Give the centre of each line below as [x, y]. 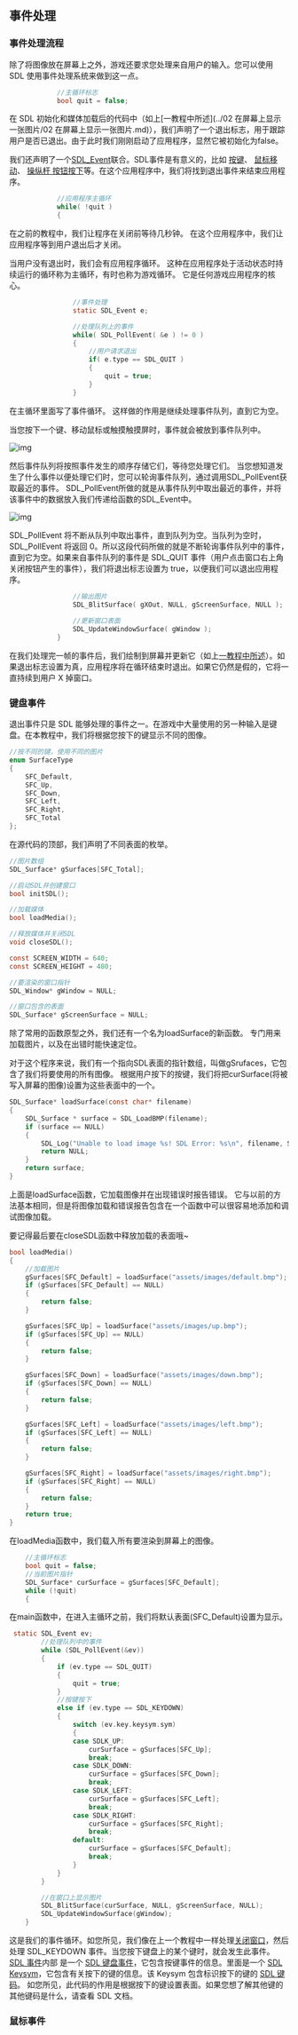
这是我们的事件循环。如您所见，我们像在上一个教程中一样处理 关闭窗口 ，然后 [149, 1940]
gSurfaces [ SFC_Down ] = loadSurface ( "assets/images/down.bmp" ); [145, 1375]
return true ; [49, 1515]
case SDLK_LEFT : [102, 1791]
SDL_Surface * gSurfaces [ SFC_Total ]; [77, 869]
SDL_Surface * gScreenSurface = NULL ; [79, 1015]
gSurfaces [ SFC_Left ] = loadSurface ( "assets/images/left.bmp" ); [145, 1424]
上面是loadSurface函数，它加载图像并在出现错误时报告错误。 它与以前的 [141, 1194]
